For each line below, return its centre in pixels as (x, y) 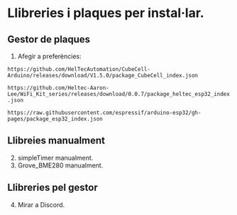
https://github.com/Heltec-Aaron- (59, 88)
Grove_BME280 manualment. (60, 165)
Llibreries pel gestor (53, 188)
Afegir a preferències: (49, 56)
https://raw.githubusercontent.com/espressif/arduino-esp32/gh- (104, 113)
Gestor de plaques (49, 39)
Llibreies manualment (56, 141)
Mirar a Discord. (41, 204)
